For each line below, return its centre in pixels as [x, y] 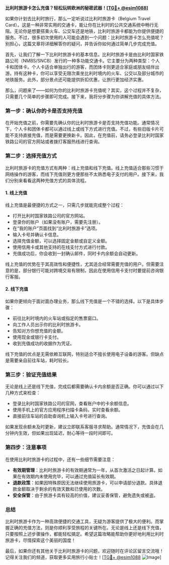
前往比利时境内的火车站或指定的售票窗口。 [57, 318]
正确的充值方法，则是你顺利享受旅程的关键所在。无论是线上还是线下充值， [87, 527]
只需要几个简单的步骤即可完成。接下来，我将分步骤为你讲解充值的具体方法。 [84, 97]
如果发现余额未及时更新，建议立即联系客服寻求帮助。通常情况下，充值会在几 [84, 427]
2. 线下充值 [17, 289]
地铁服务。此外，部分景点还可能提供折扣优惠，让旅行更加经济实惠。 [76, 79]
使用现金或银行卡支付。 [37, 337]
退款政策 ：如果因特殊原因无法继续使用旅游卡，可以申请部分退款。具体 [85, 482]
